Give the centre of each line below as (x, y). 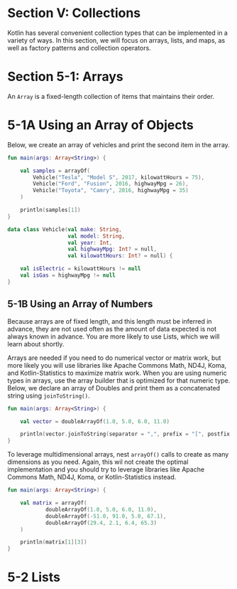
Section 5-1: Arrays (65, 77)
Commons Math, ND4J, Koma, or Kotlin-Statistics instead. (92, 477)
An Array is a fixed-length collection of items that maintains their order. (111, 96)
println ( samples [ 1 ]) (50, 210)
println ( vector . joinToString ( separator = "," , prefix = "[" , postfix (125, 434)
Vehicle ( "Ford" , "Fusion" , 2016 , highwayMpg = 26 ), (111, 184)
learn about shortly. (36, 344)
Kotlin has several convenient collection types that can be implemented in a (118, 33)
